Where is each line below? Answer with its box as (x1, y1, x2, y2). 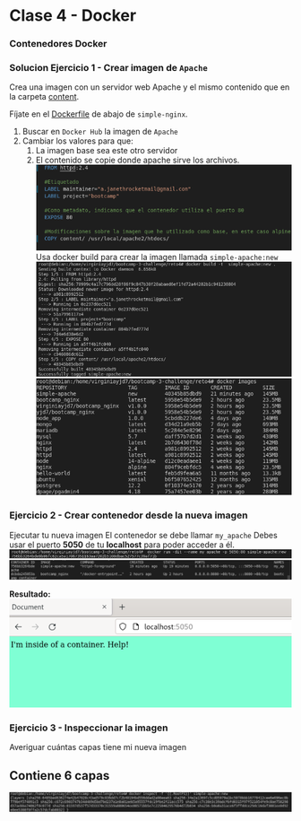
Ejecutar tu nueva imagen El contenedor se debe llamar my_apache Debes (9, 529, 278, 540)
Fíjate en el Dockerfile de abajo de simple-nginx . (9, 109, 188, 119)
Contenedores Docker (9, 38, 107, 50)
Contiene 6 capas (9, 768, 110, 783)
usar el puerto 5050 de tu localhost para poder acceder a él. (9, 539, 236, 550)
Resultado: (9, 589, 51, 599)
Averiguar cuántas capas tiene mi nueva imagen (9, 742, 187, 753)
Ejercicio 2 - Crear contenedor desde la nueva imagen (9, 509, 248, 521)
